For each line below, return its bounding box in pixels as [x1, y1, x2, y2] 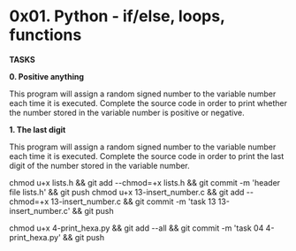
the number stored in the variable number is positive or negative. [9, 107, 245, 118]
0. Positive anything [9, 71, 84, 81]
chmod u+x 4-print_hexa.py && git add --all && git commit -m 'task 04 [9, 223, 264, 233]
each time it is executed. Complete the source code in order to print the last [9, 150, 285, 161]
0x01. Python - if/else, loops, [9, 6, 225, 27]
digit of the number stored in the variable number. [9, 160, 190, 171]
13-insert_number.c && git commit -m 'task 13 [50, 196, 216, 207]
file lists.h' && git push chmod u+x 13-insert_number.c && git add [9, 186, 245, 197]
